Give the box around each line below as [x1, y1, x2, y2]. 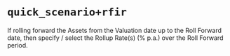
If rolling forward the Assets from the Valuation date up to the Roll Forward [7, 26, 222, 34]
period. [7, 41, 28, 49]
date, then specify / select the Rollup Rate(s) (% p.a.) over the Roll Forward [7, 34, 224, 42]
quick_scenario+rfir [7, 6, 128, 19]
